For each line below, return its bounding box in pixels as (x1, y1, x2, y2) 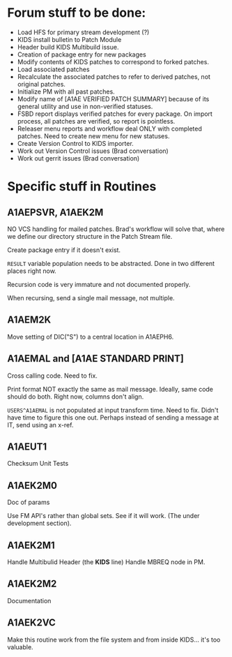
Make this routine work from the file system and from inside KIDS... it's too (7, 635, 221, 644)
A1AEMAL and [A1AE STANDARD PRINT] (7, 353, 185, 364)
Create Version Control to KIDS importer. (17, 139, 134, 147)
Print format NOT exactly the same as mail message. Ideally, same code (7, 385, 214, 393)
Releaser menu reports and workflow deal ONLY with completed (17, 124, 202, 133)
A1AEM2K (7, 314, 52, 326)
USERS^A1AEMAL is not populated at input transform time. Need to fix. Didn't (7, 406, 219, 414)
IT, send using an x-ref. (7, 420, 74, 429)
